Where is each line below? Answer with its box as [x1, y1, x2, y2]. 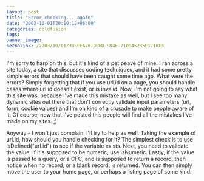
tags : [6, 32, 20, 38]
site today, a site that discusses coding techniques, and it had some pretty [6, 66, 192, 73]
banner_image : [6, 37, 42, 43]
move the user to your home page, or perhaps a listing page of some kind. [6, 168, 192, 175]
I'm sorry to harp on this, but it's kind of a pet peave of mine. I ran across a [6, 59, 193, 67]
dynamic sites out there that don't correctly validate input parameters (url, [6, 98, 191, 105]
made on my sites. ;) [6, 117, 58, 125]
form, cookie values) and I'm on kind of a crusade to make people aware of [6, 104, 194, 112]
